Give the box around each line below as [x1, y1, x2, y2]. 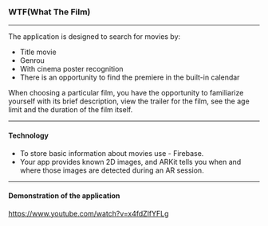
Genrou [19, 56, 45, 65]
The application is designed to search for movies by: [8, 32, 181, 41]
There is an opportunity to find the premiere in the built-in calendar [19, 72, 240, 82]
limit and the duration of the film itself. [8, 105, 133, 115]
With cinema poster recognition [19, 64, 124, 74]
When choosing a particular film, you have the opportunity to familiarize [8, 88, 244, 98]
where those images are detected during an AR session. [19, 166, 205, 175]
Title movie [19, 47, 57, 57]
